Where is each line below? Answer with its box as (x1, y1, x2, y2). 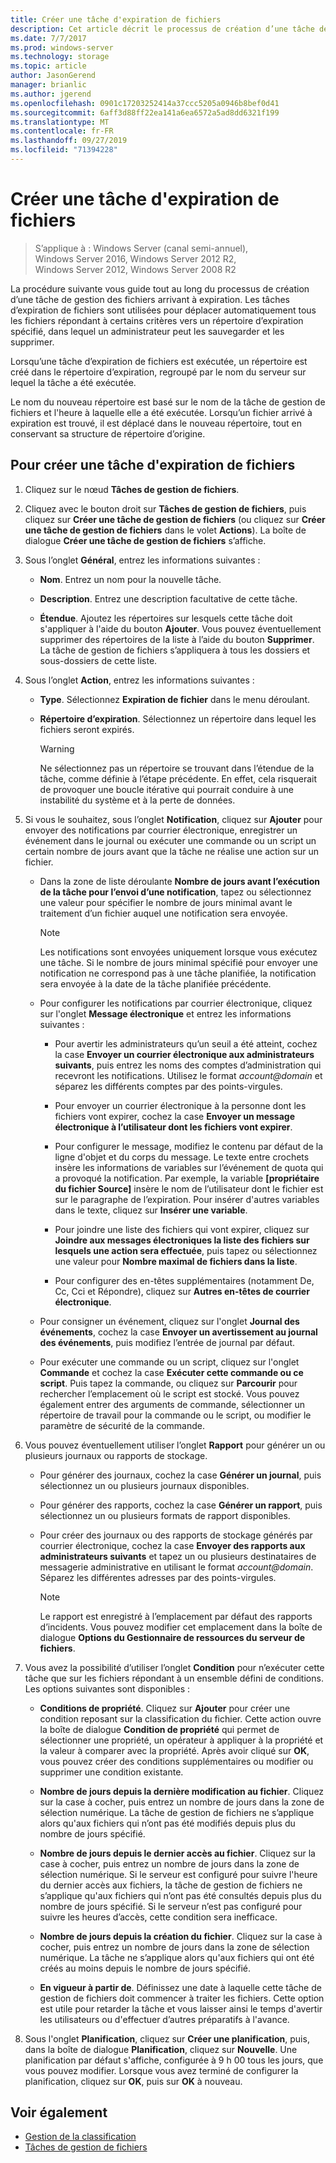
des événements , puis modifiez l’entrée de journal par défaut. (39, 1336, 296, 1348)
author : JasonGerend (10, 71, 97, 81)
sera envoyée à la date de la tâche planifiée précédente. (39, 977, 272, 990)
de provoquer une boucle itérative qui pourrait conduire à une (39, 783, 294, 795)
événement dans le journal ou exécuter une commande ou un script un (24, 834, 317, 846)
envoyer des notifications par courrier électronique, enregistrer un (24, 824, 298, 836)
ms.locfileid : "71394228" (10, 145, 118, 155)
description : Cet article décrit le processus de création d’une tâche (10, 24, 315, 34)
